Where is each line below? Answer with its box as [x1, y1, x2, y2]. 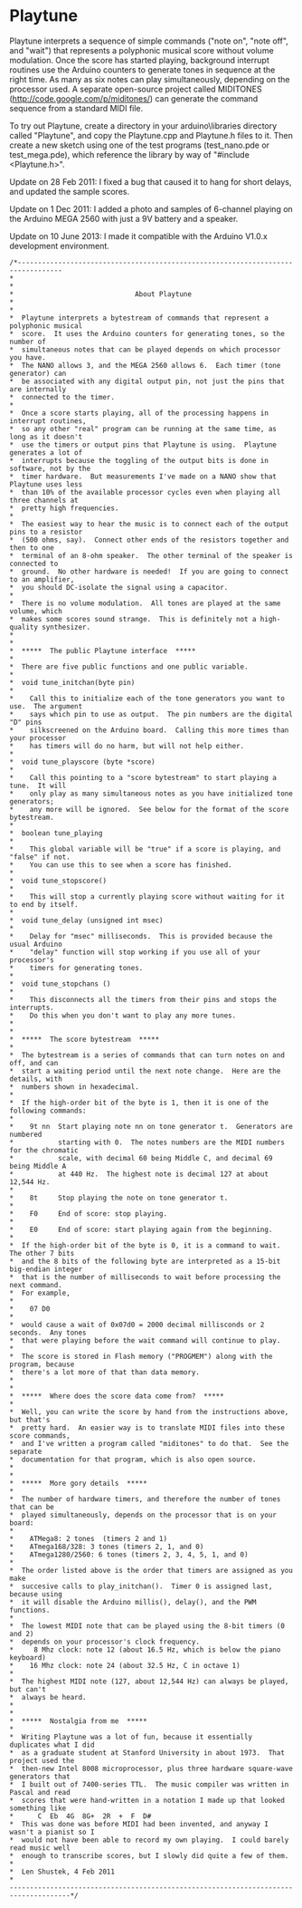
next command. [9, 1280, 63, 1289]
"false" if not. [9, 853, 71, 862]
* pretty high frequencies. [9, 504, 119, 513]
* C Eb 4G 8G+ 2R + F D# [9, 1811, 152, 1821]
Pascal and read [9, 1788, 71, 1797]
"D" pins [9, 718, 42, 727]
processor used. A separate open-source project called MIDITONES [9, 83, 262, 94]
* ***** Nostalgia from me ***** [9, 1716, 147, 1726]
